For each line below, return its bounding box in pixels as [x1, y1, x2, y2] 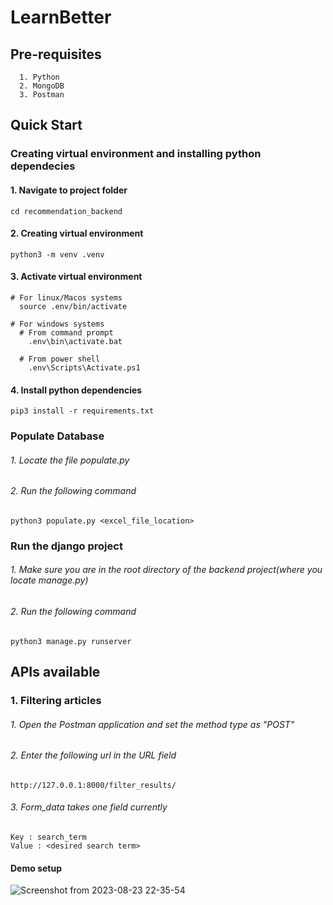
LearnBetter [10, 6, 112, 29]
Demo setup [10, 862, 62, 874]
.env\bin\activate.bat [28, 336, 123, 346]
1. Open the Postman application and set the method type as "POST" [10, 718, 295, 730]
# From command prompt [19, 327, 114, 338]
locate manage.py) [10, 574, 89, 586]
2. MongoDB [19, 81, 65, 91]
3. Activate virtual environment [10, 271, 143, 283]
